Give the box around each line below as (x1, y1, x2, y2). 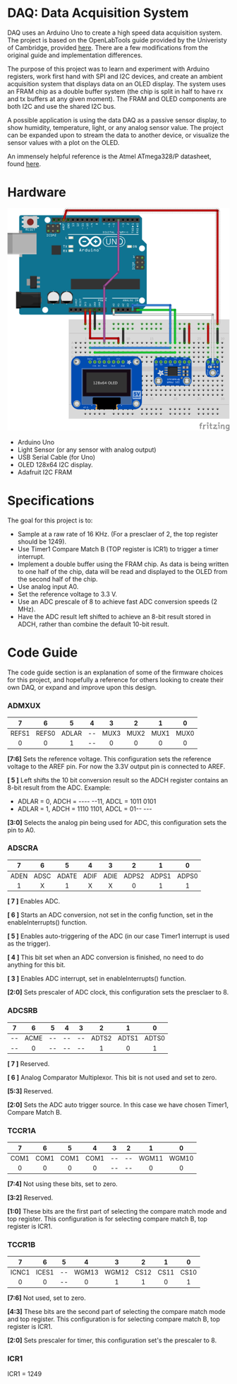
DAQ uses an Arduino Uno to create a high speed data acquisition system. (7, 28, 222, 37)
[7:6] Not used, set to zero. (7, 1294, 86, 1302)
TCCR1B (7, 1239, 36, 1249)
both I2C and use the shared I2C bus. (7, 102, 116, 110)
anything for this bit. (7, 961, 66, 969)
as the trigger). (7, 939, 51, 948)
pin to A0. (7, 826, 36, 834)
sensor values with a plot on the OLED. (7, 138, 120, 146)
